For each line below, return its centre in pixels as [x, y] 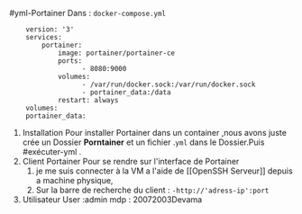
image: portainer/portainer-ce [116, 53]
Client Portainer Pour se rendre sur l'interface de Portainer [131, 161]
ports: [70, 61]
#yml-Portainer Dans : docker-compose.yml [88, 13]
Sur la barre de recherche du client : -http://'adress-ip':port [152, 190]
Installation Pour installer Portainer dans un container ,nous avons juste [154, 133]
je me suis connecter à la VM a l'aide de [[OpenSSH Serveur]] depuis [164, 171]
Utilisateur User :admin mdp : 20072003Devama [112, 200]
